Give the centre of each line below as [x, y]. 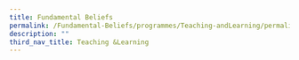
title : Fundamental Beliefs [61, 17]
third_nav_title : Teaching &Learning [79, 42]
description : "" [39, 34]
